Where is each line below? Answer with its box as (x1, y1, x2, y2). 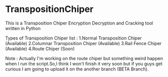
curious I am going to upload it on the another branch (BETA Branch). (5, 66, 149, 72)
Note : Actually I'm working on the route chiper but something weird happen (5, 55, 163, 61)
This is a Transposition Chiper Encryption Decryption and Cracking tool (5, 20, 153, 26)
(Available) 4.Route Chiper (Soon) (5, 45, 75, 51)
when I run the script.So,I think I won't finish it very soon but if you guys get (5, 60, 163, 66)
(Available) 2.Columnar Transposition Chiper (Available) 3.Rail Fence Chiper (5, 40, 162, 46)
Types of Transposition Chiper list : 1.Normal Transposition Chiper (5, 35, 142, 41)
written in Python (5, 25, 41, 31)
